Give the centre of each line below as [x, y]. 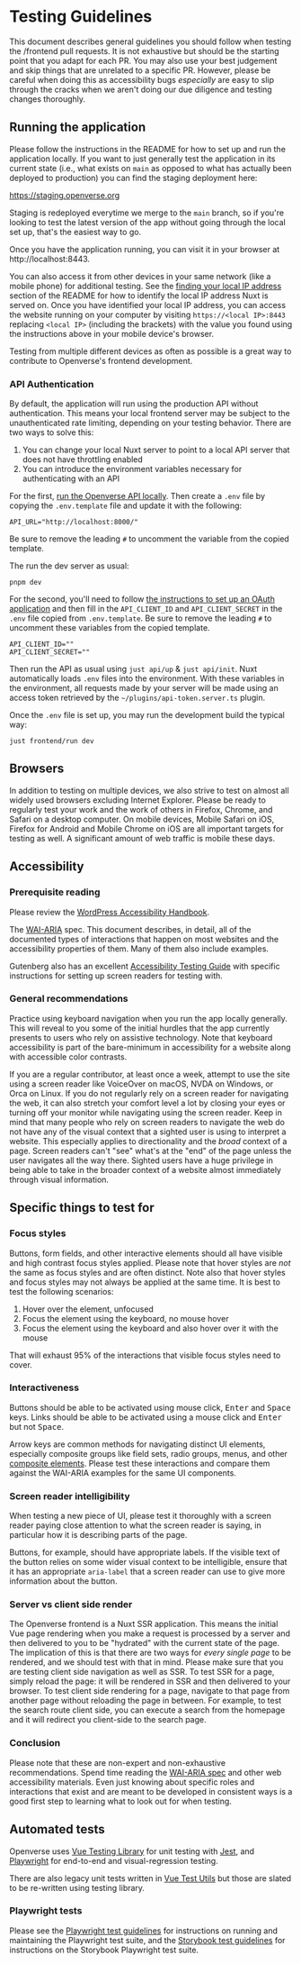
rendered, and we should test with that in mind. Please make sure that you [146, 1662]
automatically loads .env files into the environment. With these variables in [147, 678]
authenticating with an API [71, 478]
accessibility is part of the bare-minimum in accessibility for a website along [150, 1047]
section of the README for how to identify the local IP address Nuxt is [139, 296]
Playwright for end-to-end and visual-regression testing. [114, 1860]
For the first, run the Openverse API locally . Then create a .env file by [137, 496]
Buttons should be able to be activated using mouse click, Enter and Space [150, 1407]
